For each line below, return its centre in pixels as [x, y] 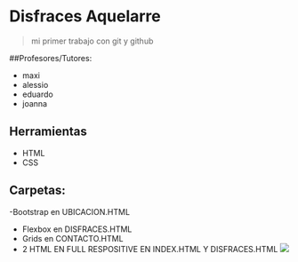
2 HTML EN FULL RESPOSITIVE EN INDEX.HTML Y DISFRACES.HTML [150, 249]
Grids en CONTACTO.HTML [72, 238]
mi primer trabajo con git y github [92, 41]
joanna [34, 103]
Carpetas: [37, 191]
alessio [35, 84]
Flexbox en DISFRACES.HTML [77, 229]
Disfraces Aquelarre [85, 16]
